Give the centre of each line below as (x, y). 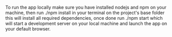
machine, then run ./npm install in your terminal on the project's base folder (85, 13)
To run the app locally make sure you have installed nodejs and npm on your (86, 7)
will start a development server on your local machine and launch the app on (86, 23)
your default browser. (28, 29)
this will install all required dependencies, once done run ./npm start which (84, 18)
